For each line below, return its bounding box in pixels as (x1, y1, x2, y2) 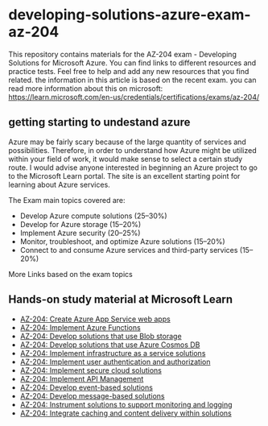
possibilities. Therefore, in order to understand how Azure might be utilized (8, 145, 257, 155)
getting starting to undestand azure (8, 115, 191, 130)
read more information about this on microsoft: (8, 83, 163, 93)
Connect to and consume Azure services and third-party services (19, 245, 238, 254)
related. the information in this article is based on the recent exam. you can (8, 75, 257, 85)
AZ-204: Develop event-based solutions (19, 383, 153, 392)
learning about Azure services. (8, 180, 110, 189)
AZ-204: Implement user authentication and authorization (19, 357, 211, 366)
